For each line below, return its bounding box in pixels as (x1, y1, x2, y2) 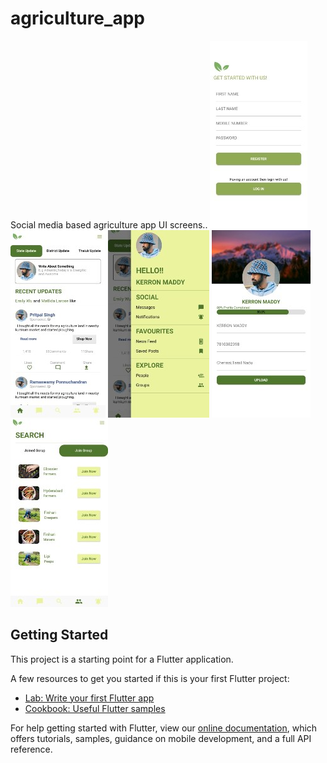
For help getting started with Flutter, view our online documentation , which (10, 722, 318, 734)
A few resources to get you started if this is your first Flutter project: (10, 672, 290, 684)
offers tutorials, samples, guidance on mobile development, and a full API (10, 732, 312, 744)
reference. (10, 743, 53, 755)
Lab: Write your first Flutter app (24, 692, 155, 704)
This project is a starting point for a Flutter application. (10, 653, 234, 665)
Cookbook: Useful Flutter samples (24, 702, 166, 714)
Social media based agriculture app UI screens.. (10, 218, 208, 231)
